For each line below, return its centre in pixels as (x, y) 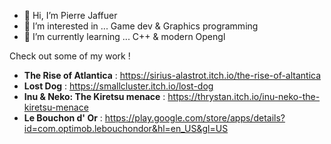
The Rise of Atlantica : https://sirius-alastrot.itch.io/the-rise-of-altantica (172, 75)
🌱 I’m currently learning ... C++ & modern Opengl (124, 36)
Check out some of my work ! (70, 56)
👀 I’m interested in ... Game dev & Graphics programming (141, 26)
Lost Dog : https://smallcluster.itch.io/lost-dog (118, 86)
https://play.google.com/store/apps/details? (195, 118)
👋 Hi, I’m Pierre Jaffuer (70, 15)
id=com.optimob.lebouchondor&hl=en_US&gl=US (126, 128)
